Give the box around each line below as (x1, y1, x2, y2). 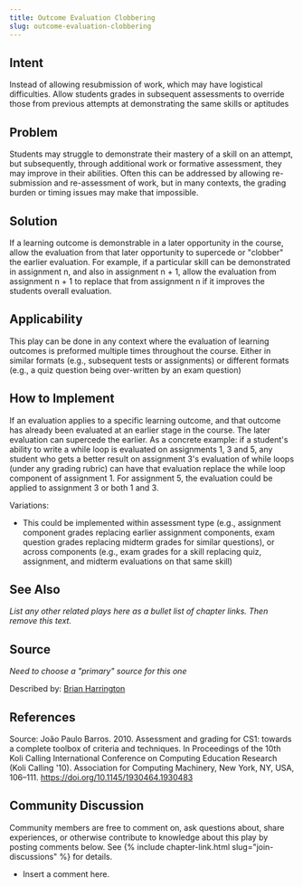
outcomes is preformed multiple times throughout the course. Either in (9, 345, 271, 356)
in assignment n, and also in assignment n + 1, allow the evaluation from (9, 266, 278, 277)
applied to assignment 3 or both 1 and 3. (9, 482, 159, 493)
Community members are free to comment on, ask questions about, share (9, 822, 285, 833)
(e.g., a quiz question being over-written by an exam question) (9, 364, 241, 376)
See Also (9, 581, 61, 597)
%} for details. (59, 851, 113, 862)
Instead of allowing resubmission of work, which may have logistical (9, 79, 263, 91)
